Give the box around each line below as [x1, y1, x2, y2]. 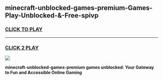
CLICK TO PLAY [5, 26, 43, 33]
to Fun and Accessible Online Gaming [5, 69, 82, 75]
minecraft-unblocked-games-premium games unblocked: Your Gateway [5, 64, 154, 70]
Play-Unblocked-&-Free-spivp [5, 12, 98, 20]
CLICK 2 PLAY [5, 44, 39, 51]
